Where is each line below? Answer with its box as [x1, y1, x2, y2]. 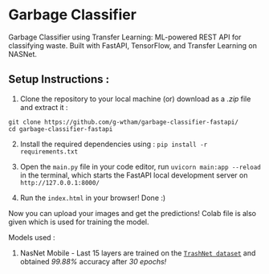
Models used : [8, 232, 55, 242]
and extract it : [19, 102, 68, 112]
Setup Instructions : [8, 72, 110, 86]
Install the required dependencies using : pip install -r [19, 139, 208, 149]
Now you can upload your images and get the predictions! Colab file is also [8, 208, 257, 218]
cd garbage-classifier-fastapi [8, 125, 113, 133]
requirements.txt [19, 147, 79, 156]
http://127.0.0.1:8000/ [19, 178, 100, 186]
